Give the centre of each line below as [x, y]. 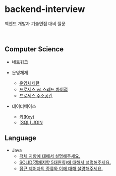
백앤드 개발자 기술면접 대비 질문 [35, 23]
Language [21, 138]
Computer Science [34, 49]
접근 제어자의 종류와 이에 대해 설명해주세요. [61, 169]
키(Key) [27, 117]
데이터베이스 [24, 106]
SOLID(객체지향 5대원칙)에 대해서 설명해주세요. [65, 162]
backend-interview [45, 9]
